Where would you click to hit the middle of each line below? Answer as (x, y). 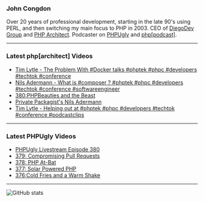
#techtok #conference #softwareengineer (67, 89)
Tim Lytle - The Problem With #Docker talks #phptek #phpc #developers (106, 69)
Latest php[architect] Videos (49, 56)
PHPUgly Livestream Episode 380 (57, 149)
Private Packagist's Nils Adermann (58, 102)
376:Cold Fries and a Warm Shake (58, 175)
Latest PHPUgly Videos (41, 136)
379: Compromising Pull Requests (57, 156)
